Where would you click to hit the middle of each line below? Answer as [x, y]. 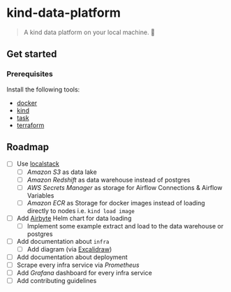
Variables [40, 195]
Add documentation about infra [63, 241]
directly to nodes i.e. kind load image [81, 210]
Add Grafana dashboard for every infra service [84, 273]
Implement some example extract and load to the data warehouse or [125, 226]
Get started [32, 54]
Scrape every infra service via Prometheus [78, 265]
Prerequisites [30, 74]
